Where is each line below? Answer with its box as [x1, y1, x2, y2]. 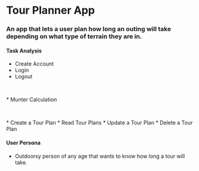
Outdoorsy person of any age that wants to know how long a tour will [14, 153, 185, 160]
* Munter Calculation [6, 96, 57, 103]
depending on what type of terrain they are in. [6, 32, 142, 41]
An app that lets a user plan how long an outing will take [6, 25, 172, 33]
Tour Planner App [6, 4, 95, 17]
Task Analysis [6, 47, 42, 54]
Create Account [14, 60, 54, 67]
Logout [14, 73, 33, 80]
